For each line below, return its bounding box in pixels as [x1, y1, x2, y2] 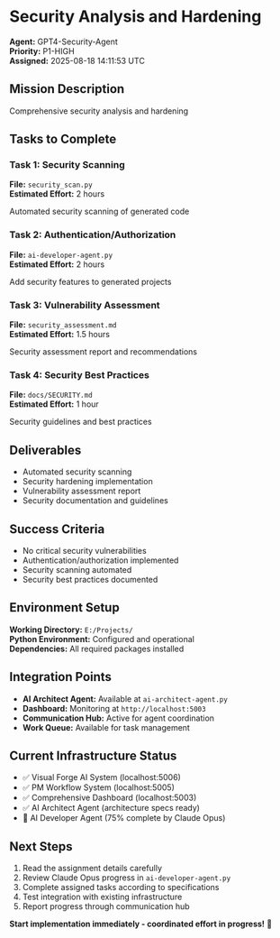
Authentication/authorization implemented [22, 555, 179, 566]
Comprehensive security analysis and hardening [9, 106, 189, 116]
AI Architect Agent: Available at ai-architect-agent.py [22, 693, 228, 704]
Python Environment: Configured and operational [9, 633, 195, 644]
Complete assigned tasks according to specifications [22, 882, 220, 893]
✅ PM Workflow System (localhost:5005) [22, 782, 176, 793]
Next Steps [9, 839, 73, 854]
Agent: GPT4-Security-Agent [9, 36, 119, 47]
